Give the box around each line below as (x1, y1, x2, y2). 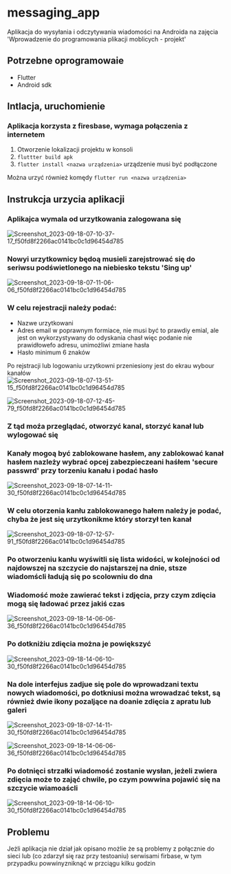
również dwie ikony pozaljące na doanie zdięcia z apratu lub (7, 696, 211, 706)
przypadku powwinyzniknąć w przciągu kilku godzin (7, 860, 156, 868)
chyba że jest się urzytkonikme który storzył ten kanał (7, 514, 192, 524)
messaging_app (7, 5, 100, 21)
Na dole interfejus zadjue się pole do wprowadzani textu (7, 679, 199, 689)
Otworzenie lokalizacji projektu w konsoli (16, 145, 133, 154)
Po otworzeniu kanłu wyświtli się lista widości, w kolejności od (7, 555, 220, 565)
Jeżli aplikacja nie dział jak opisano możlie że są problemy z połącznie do (7, 844, 215, 853)
